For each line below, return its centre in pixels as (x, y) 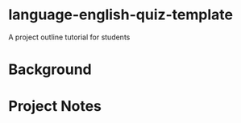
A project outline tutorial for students (69, 37)
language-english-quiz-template (121, 15)
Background (50, 70)
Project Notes (55, 107)
